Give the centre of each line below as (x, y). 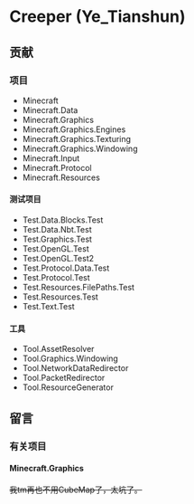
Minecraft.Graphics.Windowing (80, 148)
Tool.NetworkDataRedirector (75, 368)
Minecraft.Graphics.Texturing (77, 138)
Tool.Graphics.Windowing (70, 358)
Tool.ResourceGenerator (68, 387)
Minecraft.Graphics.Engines (74, 129)
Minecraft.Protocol (57, 167)
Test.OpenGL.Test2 (58, 259)
